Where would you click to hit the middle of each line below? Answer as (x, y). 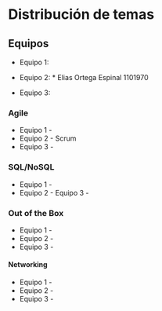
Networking (28, 265)
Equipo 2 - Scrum (48, 138)
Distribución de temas (81, 15)
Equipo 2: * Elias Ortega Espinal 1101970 (84, 77)
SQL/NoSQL (31, 167)
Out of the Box (36, 213)
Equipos (29, 44)
